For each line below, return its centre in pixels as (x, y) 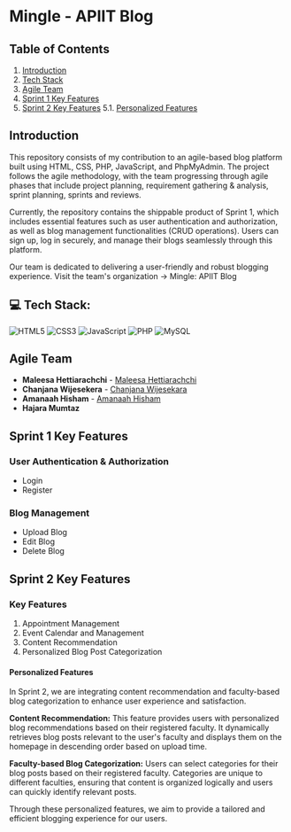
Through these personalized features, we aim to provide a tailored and (137, 809)
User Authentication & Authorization (89, 461)
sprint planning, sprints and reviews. (75, 194)
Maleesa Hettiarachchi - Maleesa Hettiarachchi (109, 380)
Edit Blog (38, 541)
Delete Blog (43, 551)
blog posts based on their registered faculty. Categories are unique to (136, 774)
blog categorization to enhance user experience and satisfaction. (128, 701)
